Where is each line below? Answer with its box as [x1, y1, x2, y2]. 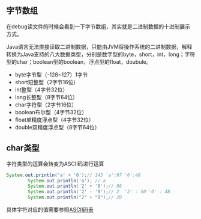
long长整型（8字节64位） [14, 93, 78, 100]
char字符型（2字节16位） [14, 101, 77, 108]
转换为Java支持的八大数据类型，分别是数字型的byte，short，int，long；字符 [6, 51, 196, 58]
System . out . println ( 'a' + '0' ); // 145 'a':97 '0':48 [6, 172, 141, 178]
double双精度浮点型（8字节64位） [14, 123, 100, 131]
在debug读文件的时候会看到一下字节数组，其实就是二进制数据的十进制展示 [6, 23, 191, 30]
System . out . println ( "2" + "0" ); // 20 [28, 194, 122, 200]
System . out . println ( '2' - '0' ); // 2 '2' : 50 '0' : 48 [28, 189, 170, 195]
